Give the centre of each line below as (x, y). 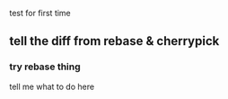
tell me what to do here (52, 86)
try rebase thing (45, 67)
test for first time (40, 13)
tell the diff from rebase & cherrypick (114, 41)
